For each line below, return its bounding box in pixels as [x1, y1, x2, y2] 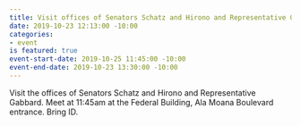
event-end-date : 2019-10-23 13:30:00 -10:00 [9, 63, 178, 72]
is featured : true [9, 46, 78, 55]
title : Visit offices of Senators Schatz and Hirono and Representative [9, 13, 287, 22]
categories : [9, 29, 54, 38]
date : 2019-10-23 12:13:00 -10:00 [9, 21, 139, 30]
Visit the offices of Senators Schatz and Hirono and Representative [9, 87, 256, 98]
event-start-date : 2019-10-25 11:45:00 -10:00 [9, 55, 186, 63]
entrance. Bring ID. [9, 106, 79, 117]
